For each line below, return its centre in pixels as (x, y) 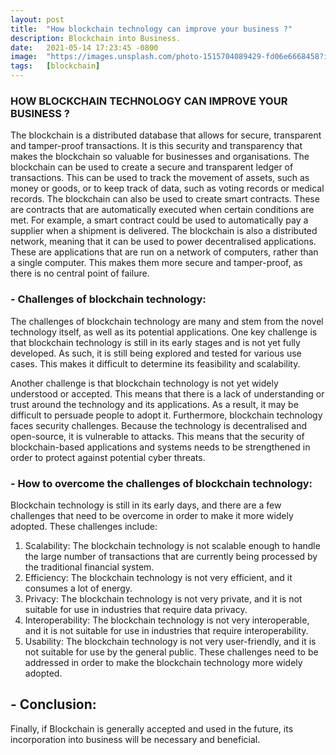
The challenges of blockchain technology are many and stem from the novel (167, 321)
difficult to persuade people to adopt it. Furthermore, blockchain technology (166, 415)
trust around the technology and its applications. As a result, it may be (154, 404)
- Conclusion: (53, 704)
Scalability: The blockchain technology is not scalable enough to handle (172, 545)
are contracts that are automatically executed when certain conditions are (162, 210)
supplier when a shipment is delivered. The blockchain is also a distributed (164, 231)
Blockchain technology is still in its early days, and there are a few (146, 505)
